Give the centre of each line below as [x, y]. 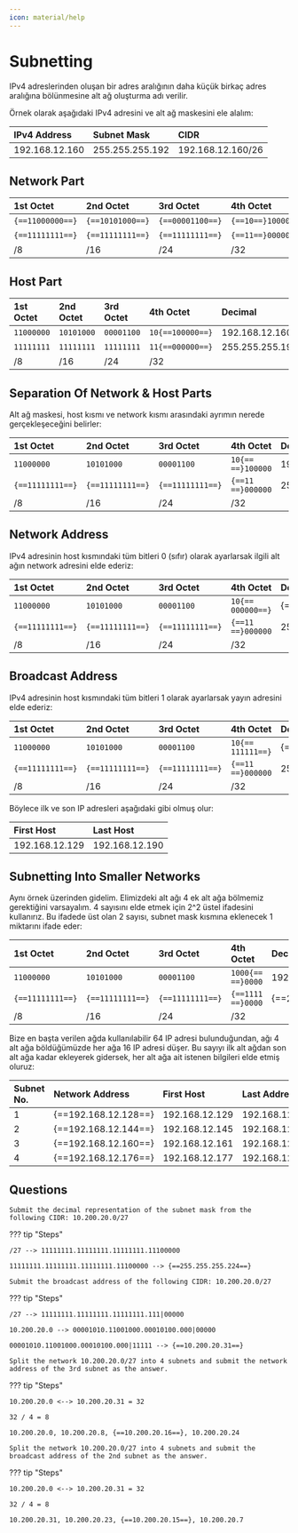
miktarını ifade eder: [46, 926]
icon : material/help [47, 17]
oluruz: [22, 1066]
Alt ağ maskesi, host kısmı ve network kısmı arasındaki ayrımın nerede [137, 415]
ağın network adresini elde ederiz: [71, 565]
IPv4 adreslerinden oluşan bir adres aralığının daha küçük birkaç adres [138, 86]
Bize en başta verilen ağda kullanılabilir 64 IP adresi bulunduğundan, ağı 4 [144, 1038]
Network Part [47, 181]
